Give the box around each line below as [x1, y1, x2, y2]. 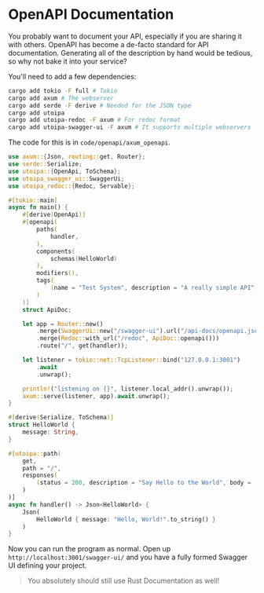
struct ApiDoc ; [22, 306, 72, 313]
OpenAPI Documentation [8, 5, 174, 24]
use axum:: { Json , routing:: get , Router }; [8, 153, 146, 161]
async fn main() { [8, 203, 68, 211]
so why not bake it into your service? [8, 57, 127, 66]
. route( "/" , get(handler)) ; [36, 342, 128, 350]
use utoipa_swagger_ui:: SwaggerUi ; [8, 174, 125, 182]
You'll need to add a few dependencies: [8, 71, 137, 81]
